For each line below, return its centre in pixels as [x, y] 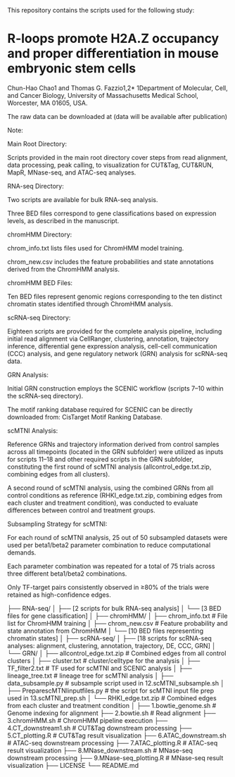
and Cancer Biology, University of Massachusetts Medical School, [103, 95]
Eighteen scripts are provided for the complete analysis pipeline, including [115, 331]
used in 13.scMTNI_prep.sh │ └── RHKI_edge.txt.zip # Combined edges [112, 698]
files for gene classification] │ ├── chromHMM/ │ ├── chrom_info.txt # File [118, 616]
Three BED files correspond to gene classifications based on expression [112, 213]
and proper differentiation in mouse [113, 54]
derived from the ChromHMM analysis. [63, 269]
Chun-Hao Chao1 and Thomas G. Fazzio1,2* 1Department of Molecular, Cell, [118, 88]
